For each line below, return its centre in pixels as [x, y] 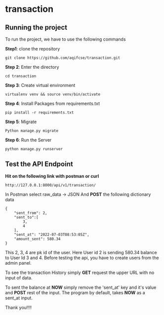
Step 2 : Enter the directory [32, 67]
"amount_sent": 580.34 [37, 239]
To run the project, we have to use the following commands [65, 39]
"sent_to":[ [26, 217]
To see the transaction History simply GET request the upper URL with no [80, 272]
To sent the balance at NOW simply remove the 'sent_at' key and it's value [81, 287]
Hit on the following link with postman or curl [52, 176]
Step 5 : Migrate [21, 122]
